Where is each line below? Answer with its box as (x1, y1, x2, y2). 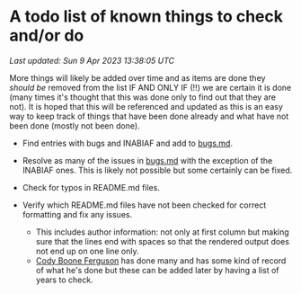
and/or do (9, 25, 84, 46)
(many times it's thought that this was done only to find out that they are (9, 92, 277, 102)
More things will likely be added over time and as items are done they (9, 72, 266, 83)
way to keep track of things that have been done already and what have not (9, 111, 289, 121)
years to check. (35, 274, 93, 285)
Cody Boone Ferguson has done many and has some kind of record (35, 254, 287, 266)
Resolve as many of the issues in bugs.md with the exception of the (22, 155, 273, 165)
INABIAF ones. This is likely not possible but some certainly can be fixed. (22, 165, 293, 175)
